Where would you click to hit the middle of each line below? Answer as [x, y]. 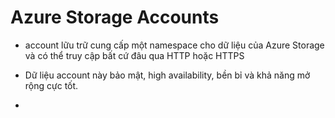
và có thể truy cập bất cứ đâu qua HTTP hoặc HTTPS [134, 55]
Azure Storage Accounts [115, 17]
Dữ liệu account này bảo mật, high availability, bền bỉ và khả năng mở [167, 75]
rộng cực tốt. [51, 85]
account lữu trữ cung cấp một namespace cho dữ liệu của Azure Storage [174, 45]
